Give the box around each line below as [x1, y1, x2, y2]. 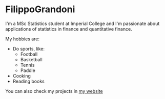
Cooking [12, 72, 31, 79]
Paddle [20, 67, 36, 73]
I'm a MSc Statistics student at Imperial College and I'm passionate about [5, 20, 160, 27]
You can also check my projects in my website [5, 88, 104, 94]
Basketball [20, 56, 43, 62]
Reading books [12, 78, 45, 84]
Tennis [20, 62, 35, 68]
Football [20, 51, 38, 57]
